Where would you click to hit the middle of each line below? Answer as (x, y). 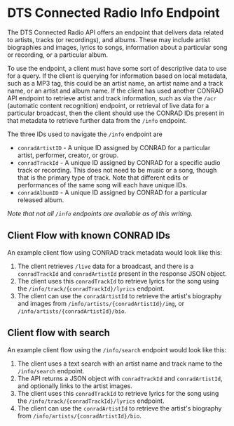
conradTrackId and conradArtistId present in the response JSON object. (122, 273)
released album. (41, 200)
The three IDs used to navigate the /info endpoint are (85, 134)
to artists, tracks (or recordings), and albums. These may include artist (109, 39)
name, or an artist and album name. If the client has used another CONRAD (116, 91)
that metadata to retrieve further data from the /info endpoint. (97, 120)
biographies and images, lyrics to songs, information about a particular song (117, 47)
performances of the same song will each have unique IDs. (102, 185)
